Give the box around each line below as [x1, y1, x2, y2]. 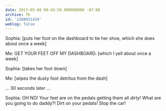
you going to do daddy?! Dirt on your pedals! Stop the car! [5, 100, 126, 106]
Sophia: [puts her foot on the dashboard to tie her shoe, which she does [5, 35, 155, 41]
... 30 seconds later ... [5, 85, 50, 91]
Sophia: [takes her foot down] [5, 66, 67, 72]
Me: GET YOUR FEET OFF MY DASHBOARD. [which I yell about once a [5, 50, 151, 57]
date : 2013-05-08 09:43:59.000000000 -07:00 [5, 7, 100, 13]
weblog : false [5, 21, 35, 27]
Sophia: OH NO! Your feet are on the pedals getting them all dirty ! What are [5, 95, 161, 101]
